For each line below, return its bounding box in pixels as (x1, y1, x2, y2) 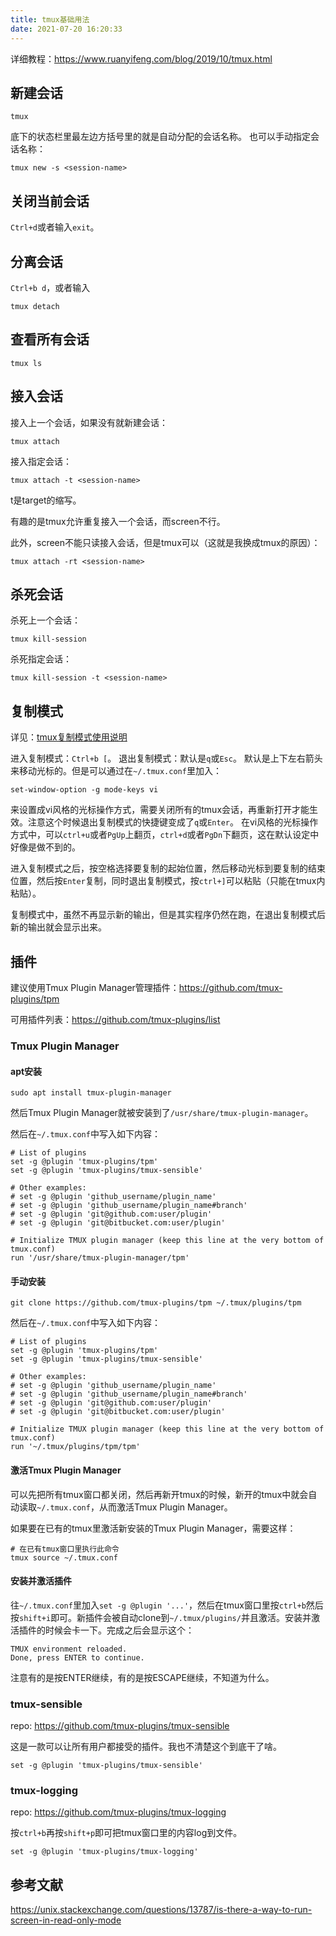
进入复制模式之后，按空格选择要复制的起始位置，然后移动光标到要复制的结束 (10, 862, 326, 875)
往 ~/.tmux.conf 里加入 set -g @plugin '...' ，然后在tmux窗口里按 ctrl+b (10, 1599, 307, 1611)
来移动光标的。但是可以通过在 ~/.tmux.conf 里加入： (10, 765, 222, 777)
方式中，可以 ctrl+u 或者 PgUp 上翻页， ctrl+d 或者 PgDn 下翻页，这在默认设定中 (10, 829, 320, 841)
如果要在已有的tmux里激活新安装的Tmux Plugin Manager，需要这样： (10, 1522, 297, 1534)
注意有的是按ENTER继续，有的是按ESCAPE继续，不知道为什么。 (10, 1671, 275, 1683)
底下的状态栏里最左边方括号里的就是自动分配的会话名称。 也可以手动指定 (10, 131, 311, 143)
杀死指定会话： (10, 653, 72, 665)
